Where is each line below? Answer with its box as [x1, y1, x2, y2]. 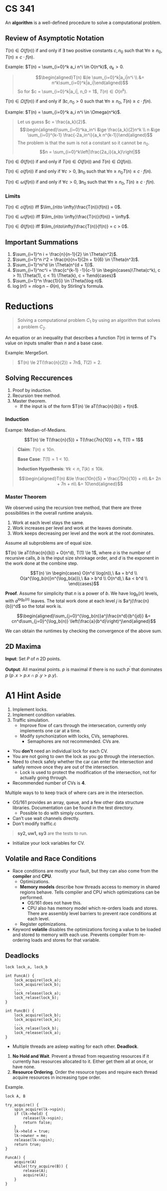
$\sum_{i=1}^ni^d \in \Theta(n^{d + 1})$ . [12, 262, 94, 268]
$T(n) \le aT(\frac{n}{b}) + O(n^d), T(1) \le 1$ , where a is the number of [5, 550, 151, 556]
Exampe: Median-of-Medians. [5, 427, 67, 433]
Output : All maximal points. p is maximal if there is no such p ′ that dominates [5, 665, 163, 672]
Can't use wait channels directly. [12, 815, 80, 821]
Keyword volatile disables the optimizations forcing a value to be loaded [12, 926, 161, 932]
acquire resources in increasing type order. [12, 1074, 101, 1080]
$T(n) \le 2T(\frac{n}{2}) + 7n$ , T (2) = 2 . [17, 359, 102, 365]
